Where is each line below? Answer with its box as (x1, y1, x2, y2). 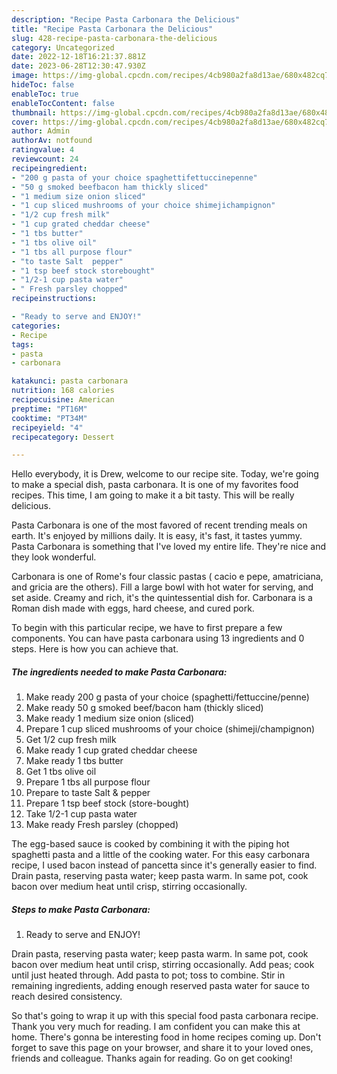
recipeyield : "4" (11, 422, 84, 433)
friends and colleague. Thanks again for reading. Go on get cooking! (11, 1052, 293, 1065)
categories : (11, 321, 61, 331)
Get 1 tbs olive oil (25, 766, 97, 778)
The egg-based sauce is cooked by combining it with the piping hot (11, 838, 290, 850)
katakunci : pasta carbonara (11, 376, 129, 386)
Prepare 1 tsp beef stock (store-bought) (25, 797, 190, 810)
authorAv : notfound (11, 136, 93, 146)
